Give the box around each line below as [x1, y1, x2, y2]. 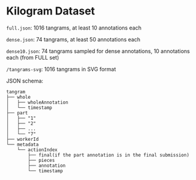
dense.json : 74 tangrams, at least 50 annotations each [6, 36, 141, 43]
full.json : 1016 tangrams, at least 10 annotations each [6, 24, 142, 31]
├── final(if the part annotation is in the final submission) [28, 152, 189, 158]
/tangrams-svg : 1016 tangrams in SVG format [6, 65, 116, 73]
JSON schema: [6, 77, 44, 84]
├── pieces [28, 157, 55, 163]
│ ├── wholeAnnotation [6, 99, 69, 105]
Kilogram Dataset [6, 4, 95, 18]
